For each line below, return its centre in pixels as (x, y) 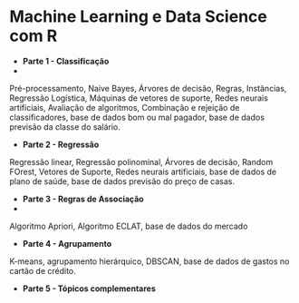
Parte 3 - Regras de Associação (83, 199)
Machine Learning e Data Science (138, 17)
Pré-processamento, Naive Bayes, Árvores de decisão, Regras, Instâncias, (148, 88)
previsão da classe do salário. (65, 127)
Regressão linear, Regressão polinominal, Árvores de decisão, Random (141, 161)
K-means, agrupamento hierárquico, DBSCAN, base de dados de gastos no (149, 261)
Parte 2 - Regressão (61, 144)
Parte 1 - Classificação (66, 61)
